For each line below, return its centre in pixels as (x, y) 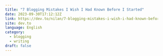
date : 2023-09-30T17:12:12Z (33, 14)
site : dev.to (18, 23)
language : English (24, 28)
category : (15, 32)
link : (10, 19)
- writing (19, 41)
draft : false (18, 46)
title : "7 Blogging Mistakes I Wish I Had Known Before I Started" (75, 9)
